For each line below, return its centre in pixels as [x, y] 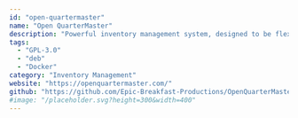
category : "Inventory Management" [73, 75]
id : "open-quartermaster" [57, 17]
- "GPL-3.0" [39, 51]
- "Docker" [37, 67]
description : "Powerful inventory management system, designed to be [141, 34]
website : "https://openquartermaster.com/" [91, 83]
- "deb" [31, 59]
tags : [19, 42]
